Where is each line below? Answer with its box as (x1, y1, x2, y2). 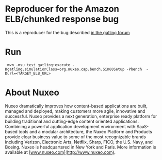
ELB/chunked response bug (5, 14, 119, 25)
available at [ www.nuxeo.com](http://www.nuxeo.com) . (5, 149, 116, 155)
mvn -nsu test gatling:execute (7, 62, 70, 67)
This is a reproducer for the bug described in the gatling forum (5, 29, 130, 35)
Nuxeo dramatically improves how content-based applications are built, (5, 103, 148, 109)
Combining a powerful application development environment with (5, 123, 136, 129)
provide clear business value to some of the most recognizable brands (5, 134, 146, 140)
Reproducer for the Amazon (5, 3, 120, 15)
